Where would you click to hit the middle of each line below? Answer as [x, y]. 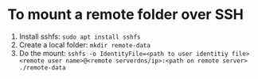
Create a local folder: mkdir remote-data [84, 44]
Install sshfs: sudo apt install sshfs [80, 36]
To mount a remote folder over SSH [125, 15]
